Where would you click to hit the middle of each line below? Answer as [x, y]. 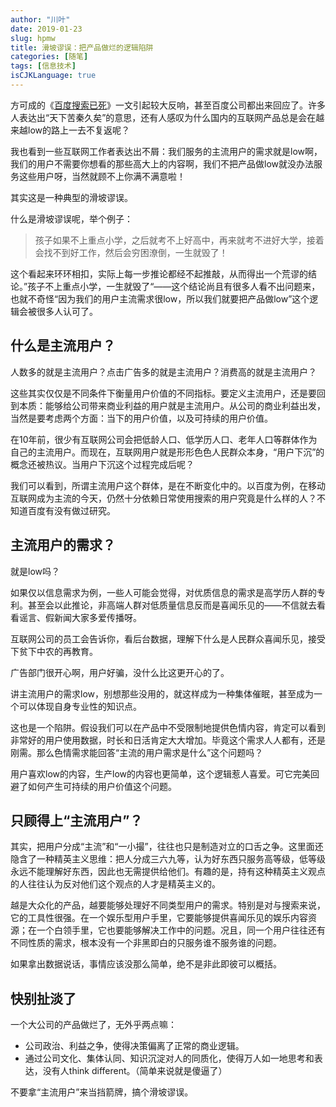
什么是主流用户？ [63, 346]
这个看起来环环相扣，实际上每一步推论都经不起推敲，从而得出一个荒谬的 [159, 273]
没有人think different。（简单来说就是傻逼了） [135, 1071]
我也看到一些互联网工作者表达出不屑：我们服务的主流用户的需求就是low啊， [166, 151]
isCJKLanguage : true [53, 76]
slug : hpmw [33, 38]
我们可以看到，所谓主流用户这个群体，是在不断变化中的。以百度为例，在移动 [168, 485]
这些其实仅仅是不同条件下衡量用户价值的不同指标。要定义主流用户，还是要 [163, 393]
